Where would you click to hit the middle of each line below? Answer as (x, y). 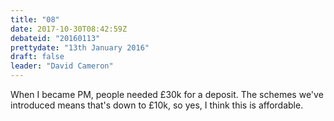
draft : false (37, 57)
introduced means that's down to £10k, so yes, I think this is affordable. (157, 105)
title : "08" (35, 19)
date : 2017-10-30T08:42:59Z (69, 29)
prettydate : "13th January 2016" (80, 47)
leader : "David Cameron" (62, 66)
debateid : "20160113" (55, 38)
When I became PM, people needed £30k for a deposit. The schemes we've (167, 94)
